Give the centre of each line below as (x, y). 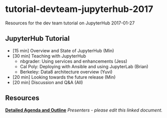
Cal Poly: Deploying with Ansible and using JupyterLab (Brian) (84, 66)
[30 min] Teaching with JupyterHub (49, 56)
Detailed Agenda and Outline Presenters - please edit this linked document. (84, 110)
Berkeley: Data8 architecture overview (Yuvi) (66, 72)
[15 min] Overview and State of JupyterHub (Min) (63, 50)
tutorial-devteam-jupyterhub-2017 (79, 9)
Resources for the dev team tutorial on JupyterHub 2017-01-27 (70, 23)
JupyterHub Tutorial (38, 39)
